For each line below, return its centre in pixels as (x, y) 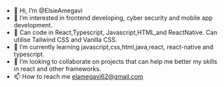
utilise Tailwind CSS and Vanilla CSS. (65, 40)
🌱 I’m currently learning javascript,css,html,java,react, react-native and (113, 47)
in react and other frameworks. (57, 69)
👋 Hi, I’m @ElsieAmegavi (48, 11)
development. (33, 25)
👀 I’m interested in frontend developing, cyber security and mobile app (113, 18)
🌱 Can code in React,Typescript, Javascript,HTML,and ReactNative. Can (115, 32)
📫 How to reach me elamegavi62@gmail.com (78, 76)
